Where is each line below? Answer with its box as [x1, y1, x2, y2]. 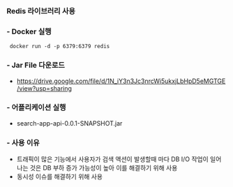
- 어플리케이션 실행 [6, 103, 66, 112]
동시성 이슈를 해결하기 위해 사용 [16, 172, 103, 181]
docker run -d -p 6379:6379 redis [9, 43, 110, 50]
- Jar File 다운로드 [6, 61, 66, 70]
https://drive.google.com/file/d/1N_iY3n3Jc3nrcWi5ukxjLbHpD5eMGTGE [16, 77, 226, 85]
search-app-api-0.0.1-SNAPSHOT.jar [16, 119, 123, 127]
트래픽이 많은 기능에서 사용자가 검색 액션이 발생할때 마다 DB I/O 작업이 [16, 155, 209, 163]
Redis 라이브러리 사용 [6, 6, 76, 15]
